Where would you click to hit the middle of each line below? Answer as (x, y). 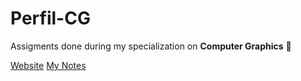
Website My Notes (48, 65)
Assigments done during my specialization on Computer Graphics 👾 (151, 46)
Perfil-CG (50, 18)
